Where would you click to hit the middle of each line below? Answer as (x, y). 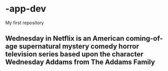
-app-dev (26, 9)
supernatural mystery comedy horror (79, 47)
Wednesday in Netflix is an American (65, 39)
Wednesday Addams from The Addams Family (80, 62)
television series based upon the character (74, 54)
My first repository (25, 23)
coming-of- (144, 39)
